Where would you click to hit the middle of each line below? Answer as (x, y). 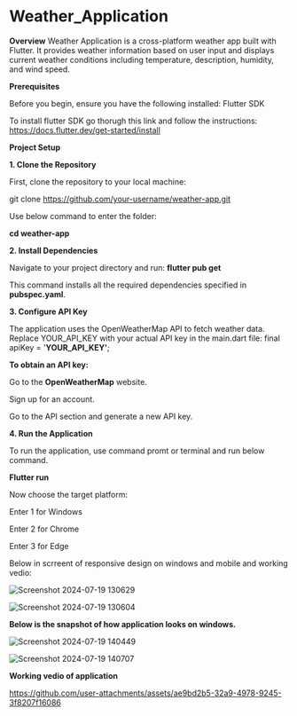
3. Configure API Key (48, 311)
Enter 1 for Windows (46, 511)
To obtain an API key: (49, 365)
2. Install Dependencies (54, 250)
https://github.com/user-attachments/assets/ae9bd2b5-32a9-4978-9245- (145, 693)
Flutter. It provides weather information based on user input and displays (142, 50)
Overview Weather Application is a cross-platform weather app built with (143, 41)
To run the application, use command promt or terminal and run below (137, 451)
